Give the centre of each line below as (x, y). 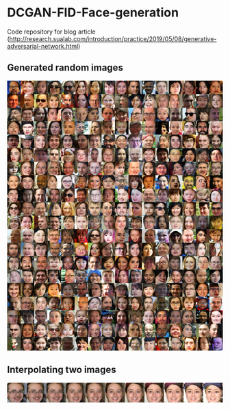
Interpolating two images (62, 370)
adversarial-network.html (43, 46)
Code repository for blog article (51, 32)
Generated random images (65, 68)
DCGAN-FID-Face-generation (93, 13)
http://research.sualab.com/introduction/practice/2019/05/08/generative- (113, 38)
